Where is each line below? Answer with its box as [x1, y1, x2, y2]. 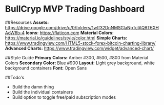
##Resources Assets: [5, 19, 49, 25]
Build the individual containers [12, 89, 73, 95]
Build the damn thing [12, 84, 54, 89]
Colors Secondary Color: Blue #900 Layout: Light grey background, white [5, 60, 155, 66]
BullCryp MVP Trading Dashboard [5, 3, 145, 15]
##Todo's [5, 74, 24, 80]
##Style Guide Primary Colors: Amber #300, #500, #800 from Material [5, 54, 148, 60]
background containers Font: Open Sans [5, 65, 87, 71]
